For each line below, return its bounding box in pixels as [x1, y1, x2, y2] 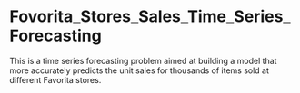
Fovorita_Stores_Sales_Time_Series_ [9, 6, 291, 27]
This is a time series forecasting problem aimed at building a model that [9, 55, 277, 66]
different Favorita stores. [9, 74, 102, 85]
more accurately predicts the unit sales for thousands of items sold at [9, 65, 270, 76]
